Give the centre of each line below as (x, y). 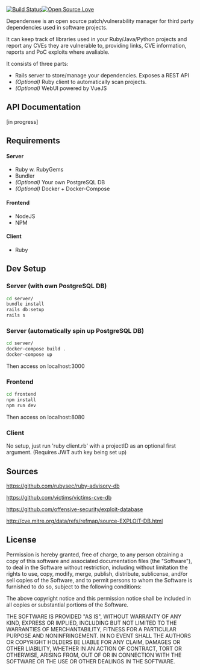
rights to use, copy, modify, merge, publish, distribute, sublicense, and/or (97, 573)
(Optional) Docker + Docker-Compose (62, 189)
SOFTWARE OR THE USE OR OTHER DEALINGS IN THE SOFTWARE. (91, 661)
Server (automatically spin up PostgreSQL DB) (75, 330)
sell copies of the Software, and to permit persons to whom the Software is (99, 580)
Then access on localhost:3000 (46, 366)
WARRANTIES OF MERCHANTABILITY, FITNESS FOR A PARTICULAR (91, 629)
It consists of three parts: (37, 64)
